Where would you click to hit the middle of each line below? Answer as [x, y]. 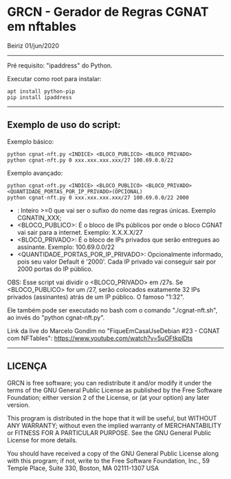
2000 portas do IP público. [55, 268]
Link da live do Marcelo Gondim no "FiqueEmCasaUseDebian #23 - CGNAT [113, 330]
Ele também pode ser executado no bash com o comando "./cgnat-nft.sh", [112, 310]
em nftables [42, 26]
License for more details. [42, 440]
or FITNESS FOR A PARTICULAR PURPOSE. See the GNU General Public [109, 433]
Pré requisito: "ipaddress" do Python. [60, 65]
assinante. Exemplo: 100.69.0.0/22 [66, 247]
